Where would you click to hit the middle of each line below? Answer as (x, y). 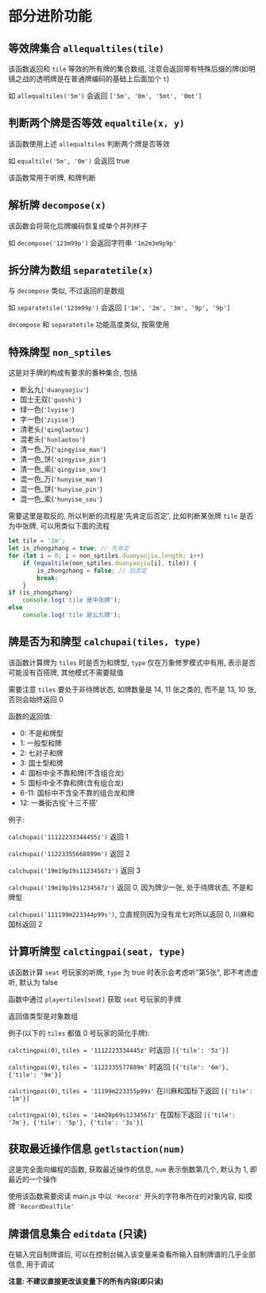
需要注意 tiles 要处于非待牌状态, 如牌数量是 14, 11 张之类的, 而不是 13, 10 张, (132, 689)
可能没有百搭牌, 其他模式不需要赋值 (66, 672)
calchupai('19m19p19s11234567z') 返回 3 (75, 870)
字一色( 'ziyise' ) (47, 419)
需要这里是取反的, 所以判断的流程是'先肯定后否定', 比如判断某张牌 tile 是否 (131, 516)
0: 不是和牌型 (41, 733)
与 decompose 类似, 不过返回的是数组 (67, 290)
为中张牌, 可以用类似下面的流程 (59, 526)
